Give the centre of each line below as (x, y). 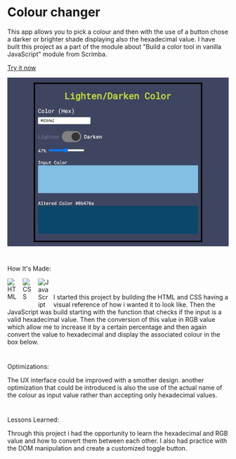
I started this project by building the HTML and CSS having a (141, 297)
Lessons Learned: (33, 420)
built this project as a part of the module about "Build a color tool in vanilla (114, 46)
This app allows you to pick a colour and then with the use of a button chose (118, 32)
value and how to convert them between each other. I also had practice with (117, 441)
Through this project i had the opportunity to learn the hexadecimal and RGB (118, 434)
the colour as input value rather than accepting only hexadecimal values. (112, 395)
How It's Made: (29, 269)
